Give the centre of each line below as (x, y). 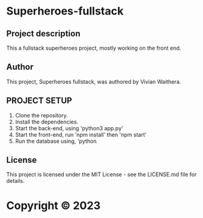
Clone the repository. (41, 115)
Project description (43, 34)
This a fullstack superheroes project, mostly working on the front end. (94, 48)
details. (15, 181)
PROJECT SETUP (39, 101)
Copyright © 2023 (53, 206)
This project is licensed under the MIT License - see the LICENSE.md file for (101, 174)
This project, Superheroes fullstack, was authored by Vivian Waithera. (94, 81)
